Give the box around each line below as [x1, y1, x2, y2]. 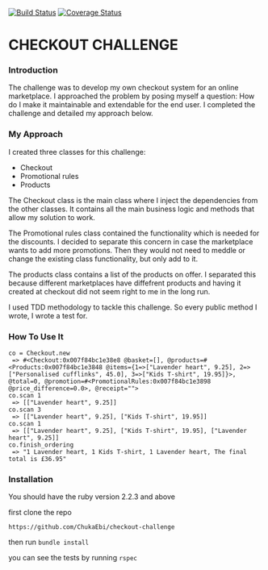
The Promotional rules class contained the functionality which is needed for [8, 228, 260, 238]
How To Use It [8, 331, 64, 342]
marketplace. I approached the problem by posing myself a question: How [8, 91, 255, 101]
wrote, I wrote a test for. [8, 310, 88, 320]
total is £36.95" [8, 456, 67, 464]
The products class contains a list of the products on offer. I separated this [8, 269, 257, 279]
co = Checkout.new [8, 349, 70, 358]
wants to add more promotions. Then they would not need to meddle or [8, 245, 246, 255]
